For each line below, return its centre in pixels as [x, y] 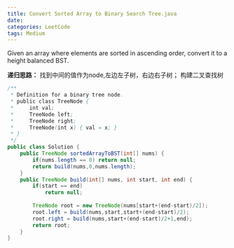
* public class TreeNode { [50, 102]
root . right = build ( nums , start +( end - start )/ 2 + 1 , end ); [112, 219]
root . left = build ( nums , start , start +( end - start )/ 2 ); [111, 212]
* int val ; [32, 108]
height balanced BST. [38, 61]
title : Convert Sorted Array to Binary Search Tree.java [92, 14]
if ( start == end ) [57, 186]
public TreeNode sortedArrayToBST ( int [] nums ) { [92, 153]
